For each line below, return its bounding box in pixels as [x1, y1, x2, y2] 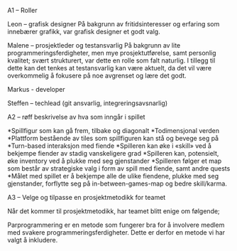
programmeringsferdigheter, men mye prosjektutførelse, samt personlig [7, 49, 216, 57]
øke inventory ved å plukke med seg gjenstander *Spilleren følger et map [7, 156, 222, 165]
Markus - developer [7, 85, 65, 93]
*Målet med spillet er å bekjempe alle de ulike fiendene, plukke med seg [7, 172, 219, 180]
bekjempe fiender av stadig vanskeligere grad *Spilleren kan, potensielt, [7, 149, 219, 157]
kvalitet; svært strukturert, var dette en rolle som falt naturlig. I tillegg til [7, 56, 216, 65]
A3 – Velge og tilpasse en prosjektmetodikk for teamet [7, 193, 166, 201]
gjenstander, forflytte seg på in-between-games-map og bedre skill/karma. [7, 179, 227, 188]
